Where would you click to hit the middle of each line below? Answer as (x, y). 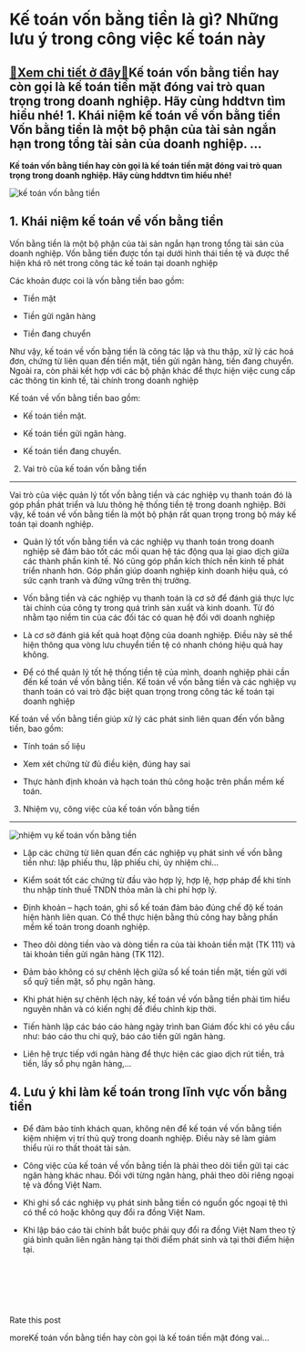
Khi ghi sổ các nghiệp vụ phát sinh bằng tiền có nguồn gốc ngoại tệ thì (155, 1202)
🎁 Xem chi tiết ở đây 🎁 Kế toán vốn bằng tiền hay (144, 72)
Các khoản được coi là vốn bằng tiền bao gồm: (97, 280)
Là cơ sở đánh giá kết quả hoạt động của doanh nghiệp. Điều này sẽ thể (158, 635)
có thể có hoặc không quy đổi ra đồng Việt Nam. (114, 1212)
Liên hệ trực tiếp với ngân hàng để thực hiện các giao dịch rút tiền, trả (153, 1054)
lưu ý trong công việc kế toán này (138, 39)
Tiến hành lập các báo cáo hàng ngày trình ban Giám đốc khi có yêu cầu (158, 1027)
